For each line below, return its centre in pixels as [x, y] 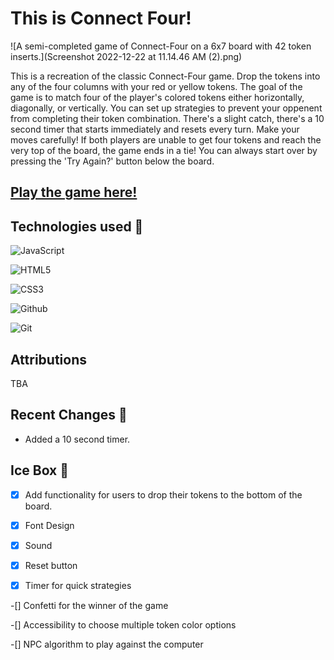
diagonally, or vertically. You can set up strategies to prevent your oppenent [166, 108]
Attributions [49, 359]
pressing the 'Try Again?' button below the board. [112, 161]
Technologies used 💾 [77, 226]
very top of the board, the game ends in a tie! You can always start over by [164, 150]
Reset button [51, 565]
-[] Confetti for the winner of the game [89, 605]
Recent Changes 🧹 [69, 415]
